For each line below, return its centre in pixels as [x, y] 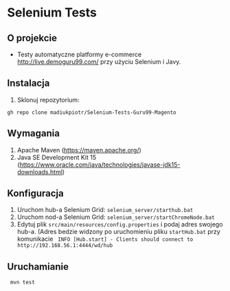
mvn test [23, 283]
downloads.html [40, 172]
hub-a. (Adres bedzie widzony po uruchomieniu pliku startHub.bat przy [119, 232]
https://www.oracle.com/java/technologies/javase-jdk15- [100, 164]
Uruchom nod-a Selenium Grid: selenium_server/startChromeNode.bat [116, 217]
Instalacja [28, 83]
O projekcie [32, 38]
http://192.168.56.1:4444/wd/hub [65, 246]
